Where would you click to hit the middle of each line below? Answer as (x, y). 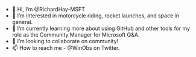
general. (22, 22)
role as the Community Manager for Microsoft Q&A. (76, 35)
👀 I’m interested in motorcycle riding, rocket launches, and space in (96, 16)
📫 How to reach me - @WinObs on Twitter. (66, 48)
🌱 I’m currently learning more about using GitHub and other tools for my (101, 28)
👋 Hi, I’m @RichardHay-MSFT (49, 9)
